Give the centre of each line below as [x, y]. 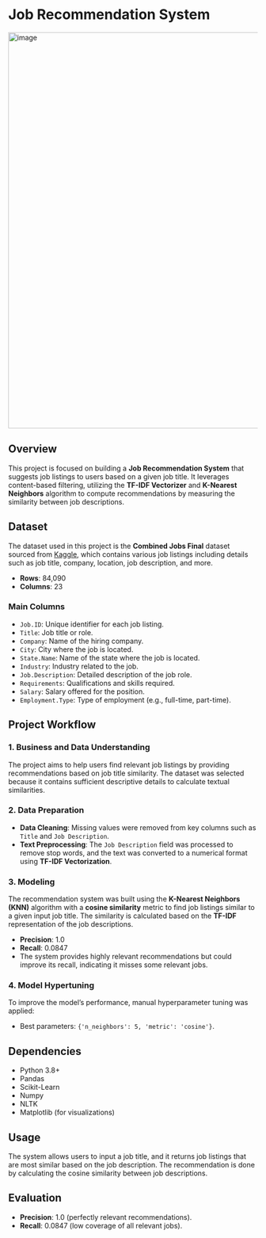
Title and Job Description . [64, 836]
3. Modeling [32, 882]
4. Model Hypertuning [51, 985]
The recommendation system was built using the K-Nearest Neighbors [124, 899]
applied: [21, 1011]
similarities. [27, 790]
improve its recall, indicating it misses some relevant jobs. [114, 965]
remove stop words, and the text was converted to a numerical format [133, 852]
